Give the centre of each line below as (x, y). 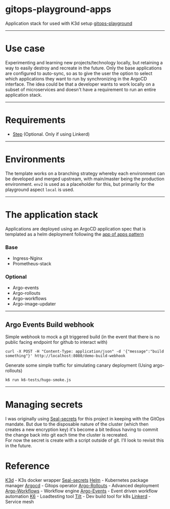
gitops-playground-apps (58, 9)
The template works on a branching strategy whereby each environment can (85, 173)
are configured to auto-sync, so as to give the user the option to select (79, 73)
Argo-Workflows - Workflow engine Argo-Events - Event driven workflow (81, 491)
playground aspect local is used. (40, 189)
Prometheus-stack (32, 263)
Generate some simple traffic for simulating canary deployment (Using (79, 365)
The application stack (52, 214)
